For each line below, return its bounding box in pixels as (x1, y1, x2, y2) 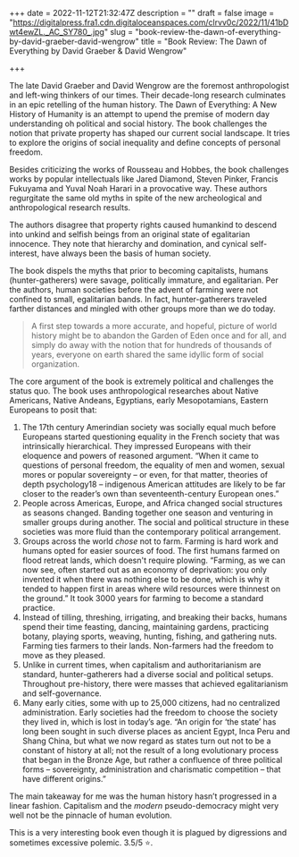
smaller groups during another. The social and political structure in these (21, 517, 290, 527)
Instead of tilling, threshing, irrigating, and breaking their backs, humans (21, 612, 287, 623)
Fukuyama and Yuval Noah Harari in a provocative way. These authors (9, 183, 268, 193)
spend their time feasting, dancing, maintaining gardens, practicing (21, 622, 270, 632)
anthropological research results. (9, 202, 131, 213)
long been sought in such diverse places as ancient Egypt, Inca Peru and (21, 726, 291, 736)
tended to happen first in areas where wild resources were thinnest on (21, 583, 281, 594)
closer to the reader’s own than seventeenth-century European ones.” (21, 488, 279, 499)
